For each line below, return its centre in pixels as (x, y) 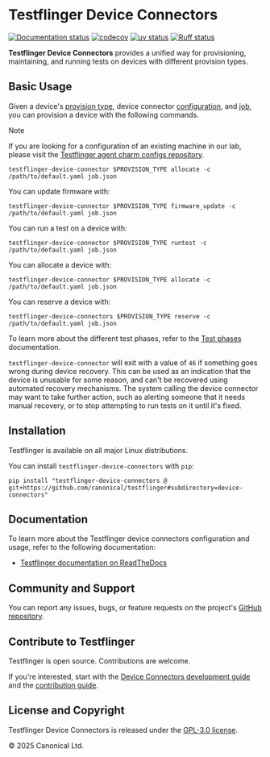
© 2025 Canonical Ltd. (46, 745)
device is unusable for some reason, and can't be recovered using (118, 380)
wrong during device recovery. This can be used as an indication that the (130, 371)
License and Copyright (66, 711)
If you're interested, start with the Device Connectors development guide (129, 676)
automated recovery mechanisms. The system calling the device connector (133, 388)
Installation (37, 431)
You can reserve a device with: (60, 302)
